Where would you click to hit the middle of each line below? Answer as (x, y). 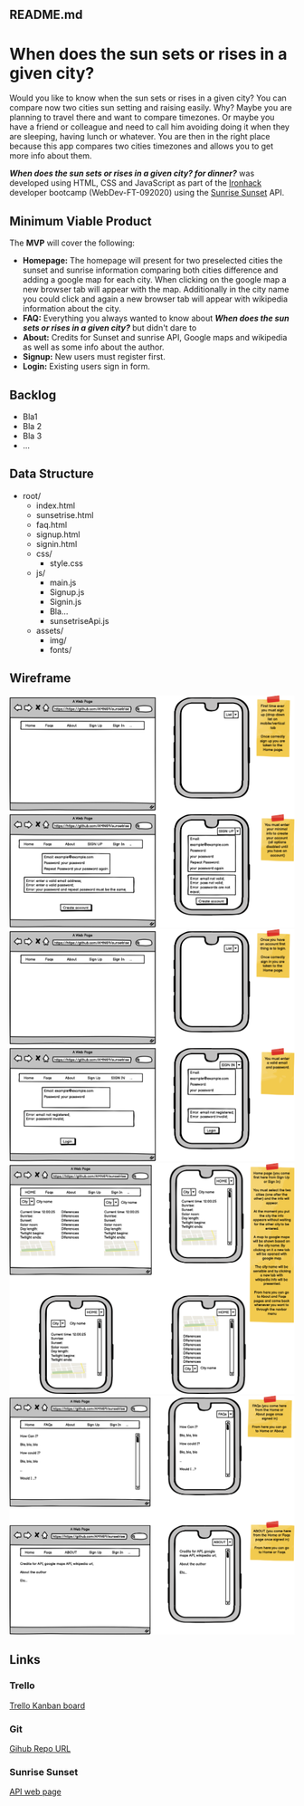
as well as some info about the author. (93, 347)
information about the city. (71, 309)
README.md (46, 15)
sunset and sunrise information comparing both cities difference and (150, 270)
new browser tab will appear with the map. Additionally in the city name (156, 290)
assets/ (50, 630)
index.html (55, 505)
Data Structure (52, 474)
